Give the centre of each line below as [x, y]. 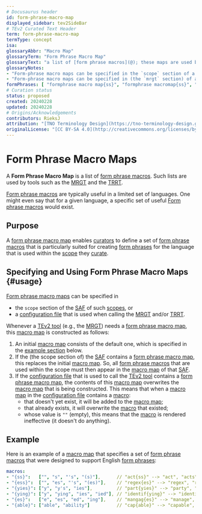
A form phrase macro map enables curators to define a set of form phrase [98, 240]
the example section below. [49, 350]
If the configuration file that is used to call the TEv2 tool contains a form [104, 376]
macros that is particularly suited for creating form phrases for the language [100, 246]
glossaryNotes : [25, 68]
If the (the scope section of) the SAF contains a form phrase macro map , [105, 357]
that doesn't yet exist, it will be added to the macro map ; [93, 401]
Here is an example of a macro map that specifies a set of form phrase [94, 454]
